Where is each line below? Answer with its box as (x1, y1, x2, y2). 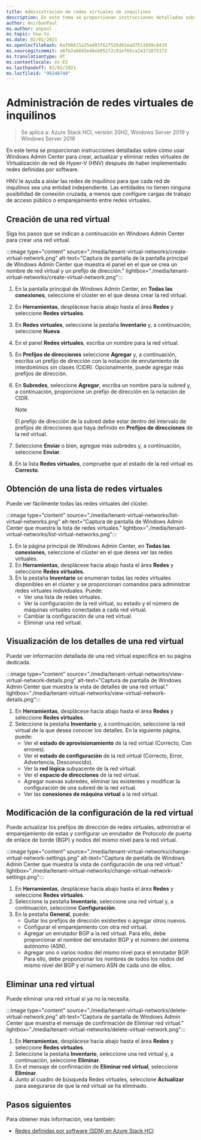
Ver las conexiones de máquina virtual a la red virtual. (23, 790, 159, 798)
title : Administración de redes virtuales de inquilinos (6, 8, 151, 15)
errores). (23, 745, 46, 753)
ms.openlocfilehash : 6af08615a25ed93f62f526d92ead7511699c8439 (6, 43, 167, 49)
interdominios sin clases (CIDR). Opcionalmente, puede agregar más (14, 364, 184, 371)
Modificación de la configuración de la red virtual (6, 808, 193, 818)
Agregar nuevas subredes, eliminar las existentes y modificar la (23, 777, 181, 784)
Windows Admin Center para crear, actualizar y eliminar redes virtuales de (6, 153, 190, 160)
